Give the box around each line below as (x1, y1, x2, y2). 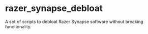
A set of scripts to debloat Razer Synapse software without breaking (5, 19, 144, 24)
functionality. (5, 23, 32, 29)
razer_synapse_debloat (5, 3, 103, 14)
